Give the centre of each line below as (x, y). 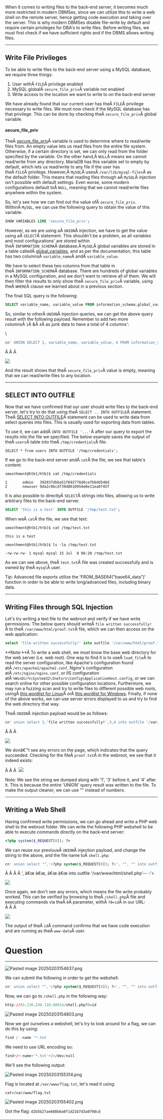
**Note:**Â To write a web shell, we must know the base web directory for (81, 653)
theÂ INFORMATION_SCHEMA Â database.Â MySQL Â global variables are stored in (80, 246)
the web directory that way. (32, 704)
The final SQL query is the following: (41, 296)
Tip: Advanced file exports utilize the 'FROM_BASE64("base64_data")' (75, 577)
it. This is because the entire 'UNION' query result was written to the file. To (81, 785)
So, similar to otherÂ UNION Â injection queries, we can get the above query (79, 314)
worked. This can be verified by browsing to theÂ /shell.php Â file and (75, 897)
